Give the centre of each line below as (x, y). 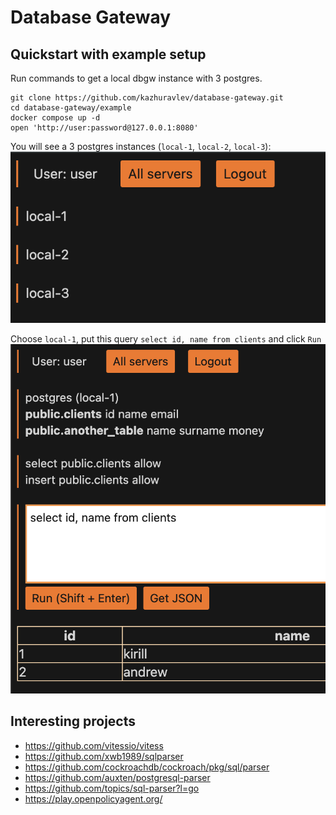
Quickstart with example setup (108, 54)
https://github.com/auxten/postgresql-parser (117, 777)
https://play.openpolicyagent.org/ (93, 798)
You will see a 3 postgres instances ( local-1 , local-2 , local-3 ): (141, 146)
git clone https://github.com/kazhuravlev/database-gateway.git (147, 98)
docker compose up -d (55, 118)
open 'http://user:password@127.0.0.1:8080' (104, 128)
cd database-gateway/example (71, 108)
